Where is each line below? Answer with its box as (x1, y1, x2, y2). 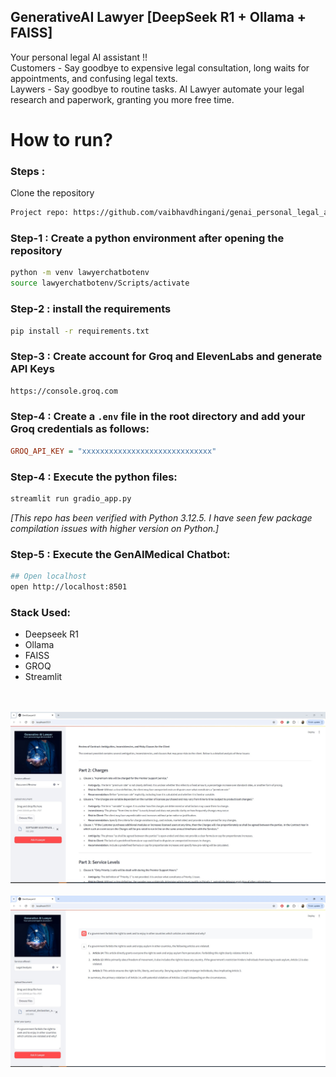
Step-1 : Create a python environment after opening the (10, 231, 285, 245)
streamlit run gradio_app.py (10, 494, 132, 504)
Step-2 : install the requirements (10, 302, 172, 316)
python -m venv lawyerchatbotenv (10, 268, 150, 278)
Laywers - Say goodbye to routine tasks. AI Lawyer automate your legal (10, 83, 305, 95)
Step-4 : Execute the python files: (10, 470, 178, 484)
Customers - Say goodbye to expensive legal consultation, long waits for (10, 61, 310, 74)
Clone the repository (10, 187, 95, 199)
